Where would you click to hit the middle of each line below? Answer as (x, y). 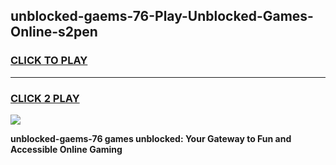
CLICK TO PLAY (49, 61)
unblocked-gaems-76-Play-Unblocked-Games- (162, 16)
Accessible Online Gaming (66, 149)
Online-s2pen (54, 32)
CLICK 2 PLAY (45, 98)
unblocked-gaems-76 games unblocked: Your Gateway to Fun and (151, 138)
